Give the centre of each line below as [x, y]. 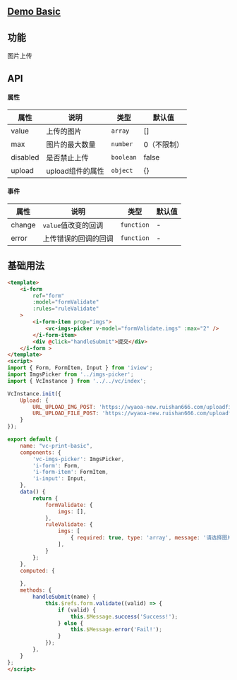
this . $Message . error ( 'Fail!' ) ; [116, 630]
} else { [70, 623]
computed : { [37, 571]
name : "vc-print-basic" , [56, 446]
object [122, 170]
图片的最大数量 [71, 144]
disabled [25, 157]
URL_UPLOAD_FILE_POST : [66, 413]
